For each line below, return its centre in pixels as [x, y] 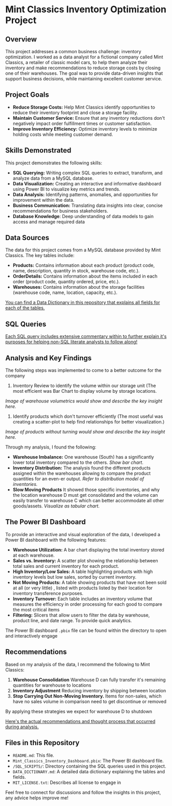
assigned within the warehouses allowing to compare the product [82, 473]
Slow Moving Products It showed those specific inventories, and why [86, 490]
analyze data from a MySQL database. [53, 178]
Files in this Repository [42, 743]
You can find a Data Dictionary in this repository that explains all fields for [83, 303]
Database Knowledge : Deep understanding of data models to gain [83, 216]
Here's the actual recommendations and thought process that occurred [80, 721]
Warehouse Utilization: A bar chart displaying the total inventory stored [89, 549]
